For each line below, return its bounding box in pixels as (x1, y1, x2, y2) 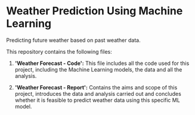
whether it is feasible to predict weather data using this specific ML (14, 97, 180, 104)
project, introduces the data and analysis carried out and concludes (14, 90, 182, 97)
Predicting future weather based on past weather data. (6, 36, 141, 43)
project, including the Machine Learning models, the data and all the (14, 66, 182, 73)
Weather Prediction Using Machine (6, 4, 183, 18)
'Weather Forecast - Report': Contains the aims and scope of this (14, 83, 178, 91)
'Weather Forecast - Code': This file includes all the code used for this (14, 60, 190, 67)
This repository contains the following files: (6, 48, 112, 55)
